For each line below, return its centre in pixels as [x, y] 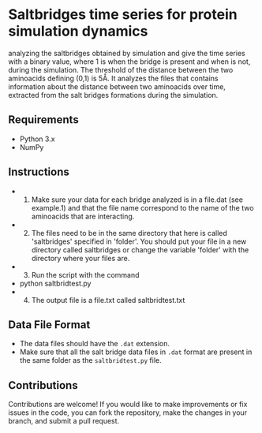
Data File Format [49, 325]
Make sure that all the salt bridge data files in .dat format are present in [136, 352]
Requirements [43, 120]
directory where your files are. [80, 258]
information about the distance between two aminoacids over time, [117, 86]
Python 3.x [37, 139]
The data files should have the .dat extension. [95, 344]
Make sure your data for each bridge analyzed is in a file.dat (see [137, 200]
